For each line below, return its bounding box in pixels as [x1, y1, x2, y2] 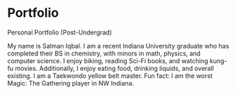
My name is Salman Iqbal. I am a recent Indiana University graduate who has [7, 41, 230, 50]
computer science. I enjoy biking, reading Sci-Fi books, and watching [7, 56, 209, 65]
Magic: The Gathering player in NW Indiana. [7, 79, 135, 87]
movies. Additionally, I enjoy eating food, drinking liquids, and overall [15, 64, 214, 72]
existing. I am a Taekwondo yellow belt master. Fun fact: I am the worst [7, 72, 213, 80]
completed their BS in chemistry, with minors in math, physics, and [7, 49, 201, 58]
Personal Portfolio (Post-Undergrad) [7, 28, 113, 36]
